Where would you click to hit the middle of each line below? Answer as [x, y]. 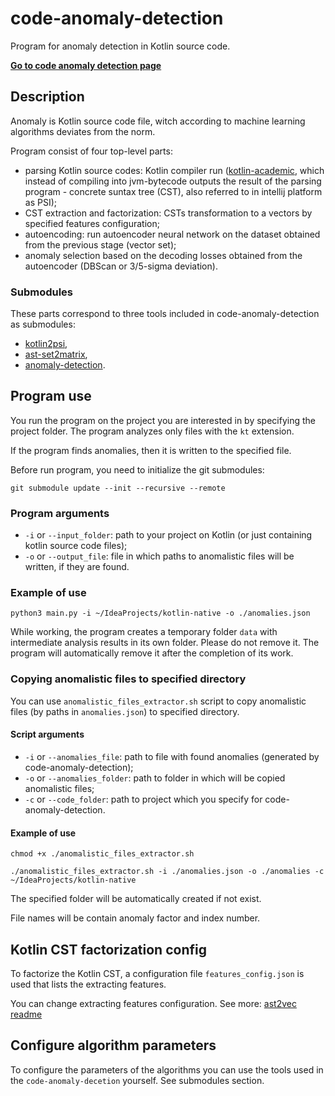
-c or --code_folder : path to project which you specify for [143, 799]
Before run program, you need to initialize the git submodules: [137, 469]
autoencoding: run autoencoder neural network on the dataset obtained [172, 234]
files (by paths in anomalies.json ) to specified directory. [125, 711]
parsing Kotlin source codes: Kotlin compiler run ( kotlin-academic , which [174, 170]
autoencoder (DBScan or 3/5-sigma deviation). [121, 266]
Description [47, 97]
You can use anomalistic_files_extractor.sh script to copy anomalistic [158, 701]
